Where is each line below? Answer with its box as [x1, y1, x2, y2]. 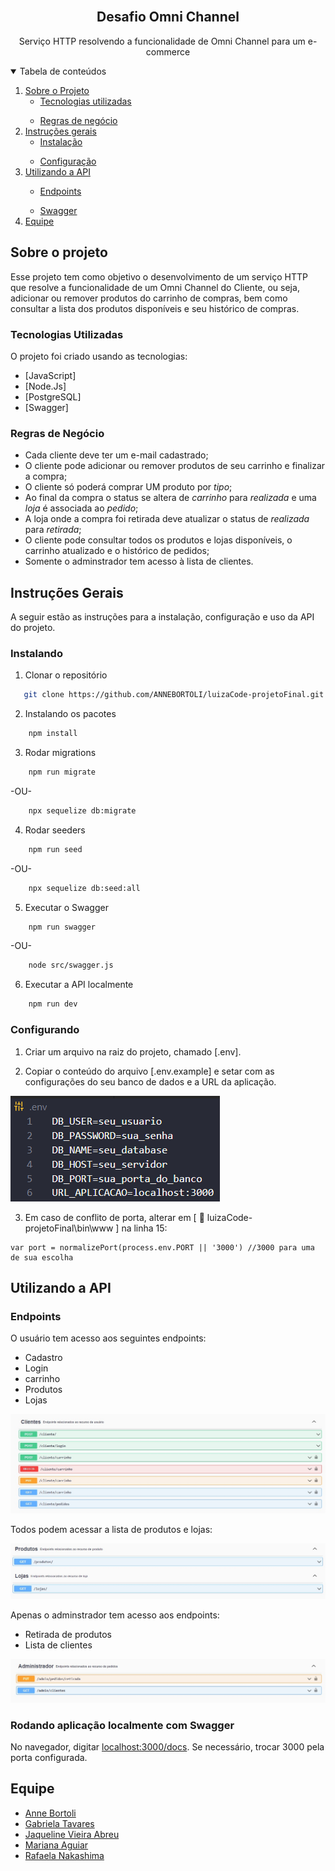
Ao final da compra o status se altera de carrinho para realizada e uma [24, 492, 317, 504]
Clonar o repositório [24, 669, 108, 681]
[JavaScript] [24, 369, 77, 381]
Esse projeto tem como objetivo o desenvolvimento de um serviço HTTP [10, 270, 308, 283]
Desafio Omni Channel [96, 9, 240, 26]
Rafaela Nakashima [24, 1849, 105, 1861]
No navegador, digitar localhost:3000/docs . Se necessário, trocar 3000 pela [10, 1740, 325, 1753]
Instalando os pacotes [24, 708, 117, 720]
